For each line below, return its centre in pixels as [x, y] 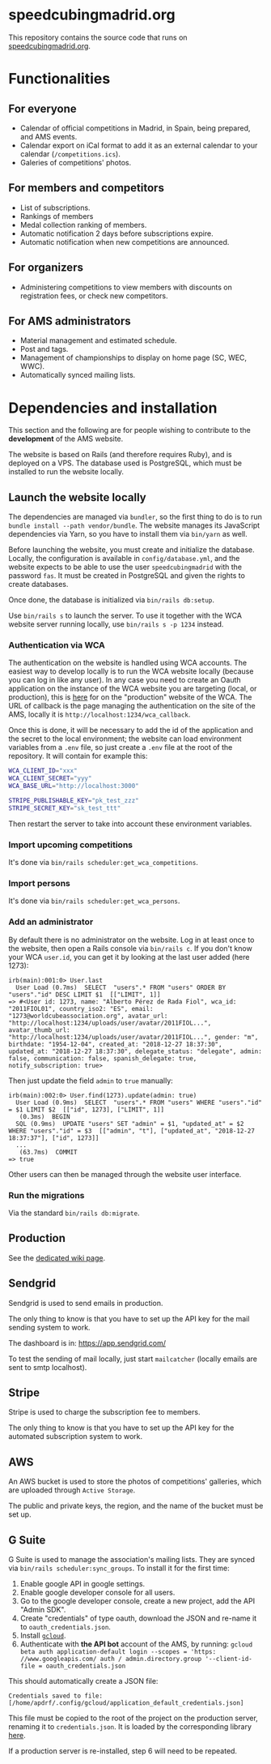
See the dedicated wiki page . [57, 1257]
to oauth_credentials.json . [66, 1627]
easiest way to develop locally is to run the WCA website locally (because [131, 671]
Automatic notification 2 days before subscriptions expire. [116, 233]
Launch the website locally [78, 497]
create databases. [38, 584]
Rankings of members [57, 216]
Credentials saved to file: [56, 1696]
